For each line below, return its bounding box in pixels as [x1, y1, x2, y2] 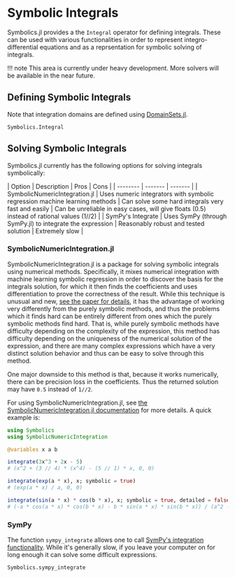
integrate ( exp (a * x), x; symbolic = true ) [7, 477, 136, 485]
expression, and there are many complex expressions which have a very [7, 341, 215, 350]
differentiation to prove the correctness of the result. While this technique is [7, 289, 225, 298]
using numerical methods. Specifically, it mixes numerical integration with [7, 267, 220, 275]
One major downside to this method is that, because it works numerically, [7, 370, 219, 378]
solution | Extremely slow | [7, 226, 84, 235]
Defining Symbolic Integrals [7, 92, 131, 103]
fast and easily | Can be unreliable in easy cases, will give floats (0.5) [7, 204, 206, 212]
